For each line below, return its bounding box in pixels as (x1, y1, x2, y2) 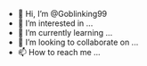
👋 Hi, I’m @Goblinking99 (17, 9, 108, 19)
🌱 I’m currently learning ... (17, 28, 113, 37)
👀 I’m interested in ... (17, 18, 94, 29)
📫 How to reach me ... (17, 47, 101, 57)
